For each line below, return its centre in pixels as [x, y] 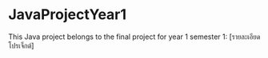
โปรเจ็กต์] [21, 45]
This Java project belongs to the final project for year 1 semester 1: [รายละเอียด [134, 37]
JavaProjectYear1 [67, 15]
